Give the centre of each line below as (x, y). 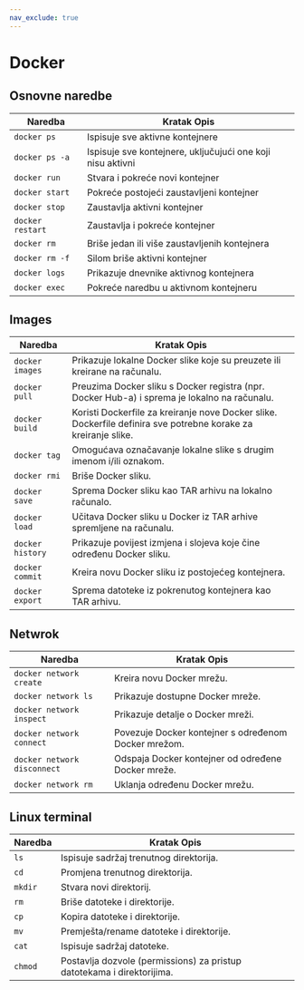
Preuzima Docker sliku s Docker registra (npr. (168, 386)
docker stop (40, 207)
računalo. (92, 502)
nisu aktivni (111, 162)
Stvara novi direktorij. (106, 888)
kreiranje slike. (103, 435)
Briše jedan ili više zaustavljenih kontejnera (178, 243)
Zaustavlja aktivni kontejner (145, 207)
